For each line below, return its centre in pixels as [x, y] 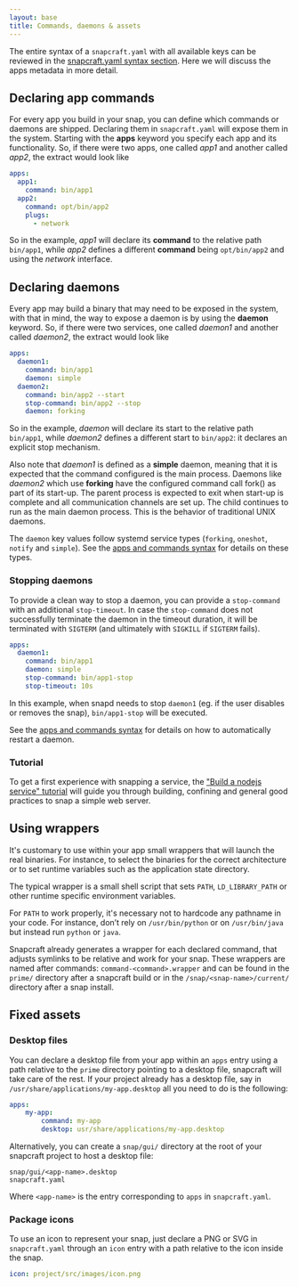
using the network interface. [61, 259]
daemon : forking [56, 411]
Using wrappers [54, 829]
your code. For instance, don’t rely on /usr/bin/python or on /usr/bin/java [146, 922]
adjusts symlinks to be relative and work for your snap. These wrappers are [148, 958]
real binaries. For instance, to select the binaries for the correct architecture [148, 859]
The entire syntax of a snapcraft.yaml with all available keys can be [133, 51]
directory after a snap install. [61, 987]
